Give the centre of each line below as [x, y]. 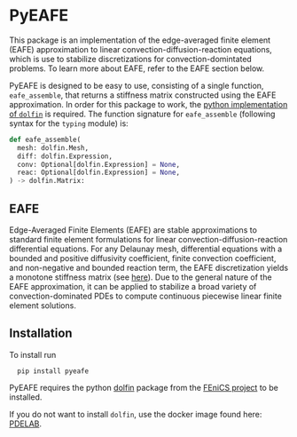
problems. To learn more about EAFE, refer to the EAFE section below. [137, 68]
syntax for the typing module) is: [69, 123]
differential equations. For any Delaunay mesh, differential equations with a [146, 249]
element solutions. [43, 306]
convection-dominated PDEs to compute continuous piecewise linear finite [145, 296]
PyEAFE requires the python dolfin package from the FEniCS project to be [144, 387]
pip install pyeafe [53, 371]
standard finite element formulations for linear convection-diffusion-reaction [148, 239]
